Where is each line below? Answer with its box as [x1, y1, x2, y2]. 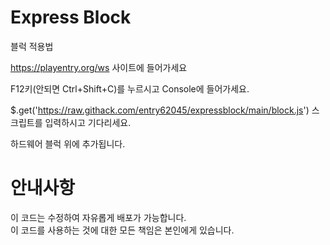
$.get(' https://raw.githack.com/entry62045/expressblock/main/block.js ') [10, 104, 310, 116]
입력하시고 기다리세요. [44, 116, 132, 128]
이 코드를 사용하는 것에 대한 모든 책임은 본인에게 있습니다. [10, 224, 235, 236]
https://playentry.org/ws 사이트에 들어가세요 [10, 61, 188, 73]
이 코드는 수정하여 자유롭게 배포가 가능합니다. [10, 211, 187, 223]
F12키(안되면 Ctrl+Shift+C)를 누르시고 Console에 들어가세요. [10, 82, 250, 95]
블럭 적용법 [10, 40, 54, 52]
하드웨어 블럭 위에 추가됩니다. [10, 137, 126, 150]
